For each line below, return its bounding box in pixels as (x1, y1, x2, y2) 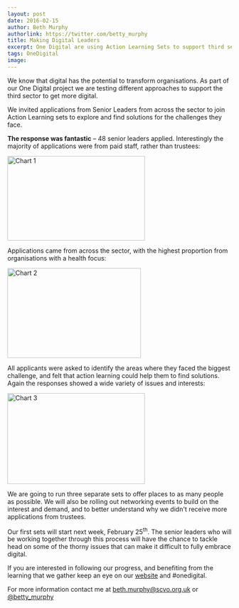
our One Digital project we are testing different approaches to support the (7, 83, 223, 93)
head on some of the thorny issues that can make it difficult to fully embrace (7, 543, 231, 551)
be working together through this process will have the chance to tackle (7, 535, 218, 543)
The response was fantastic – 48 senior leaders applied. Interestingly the (7, 134, 224, 142)
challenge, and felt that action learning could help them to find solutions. (7, 371, 220, 379)
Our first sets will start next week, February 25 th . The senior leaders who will (7, 526, 232, 536)
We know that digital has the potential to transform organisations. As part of (7, 76, 230, 85)
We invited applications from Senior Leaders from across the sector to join (7, 105, 225, 114)
